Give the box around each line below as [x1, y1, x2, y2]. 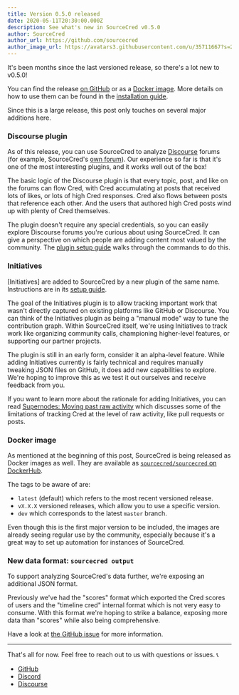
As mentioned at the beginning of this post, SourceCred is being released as [7, 451, 231, 460]
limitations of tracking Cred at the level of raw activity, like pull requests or [7, 409, 225, 418]
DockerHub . [7, 466, 43, 475]
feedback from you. [7, 381, 65, 389]
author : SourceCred [7, 30, 65, 38]
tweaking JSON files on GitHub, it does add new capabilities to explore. [7, 365, 217, 374]
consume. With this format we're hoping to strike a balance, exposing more [7, 609, 228, 617]
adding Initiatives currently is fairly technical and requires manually [7, 358, 204, 366]
